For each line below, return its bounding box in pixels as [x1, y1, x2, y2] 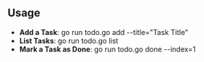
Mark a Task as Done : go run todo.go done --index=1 [18, 44, 196, 54]
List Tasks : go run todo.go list [18, 36, 119, 45]
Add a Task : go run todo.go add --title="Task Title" [18, 27, 189, 37]
